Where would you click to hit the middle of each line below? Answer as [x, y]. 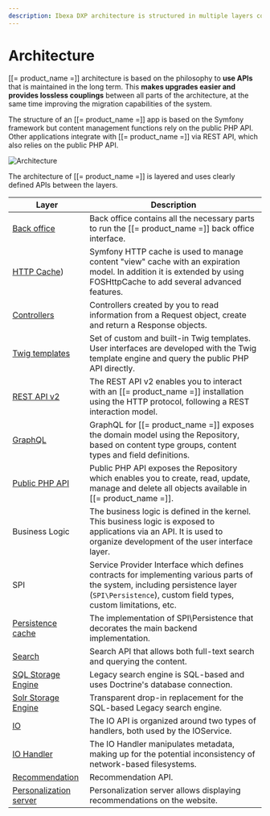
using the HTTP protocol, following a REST [170, 401]
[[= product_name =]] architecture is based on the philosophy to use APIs [131, 78]
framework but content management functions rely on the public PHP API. [131, 128]
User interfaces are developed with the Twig [173, 348]
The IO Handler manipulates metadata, [162, 744]
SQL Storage [36, 674]
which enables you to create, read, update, [170, 478]
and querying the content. [138, 661]
